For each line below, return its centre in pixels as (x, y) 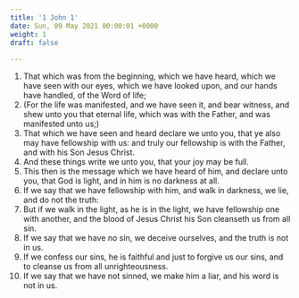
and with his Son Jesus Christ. (79, 152)
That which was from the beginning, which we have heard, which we (149, 76)
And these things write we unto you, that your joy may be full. (136, 162)
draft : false (34, 43)
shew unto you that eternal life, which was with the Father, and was (147, 115)
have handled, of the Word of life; (84, 96)
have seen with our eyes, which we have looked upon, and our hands (150, 86)
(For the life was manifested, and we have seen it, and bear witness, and (156, 105)
